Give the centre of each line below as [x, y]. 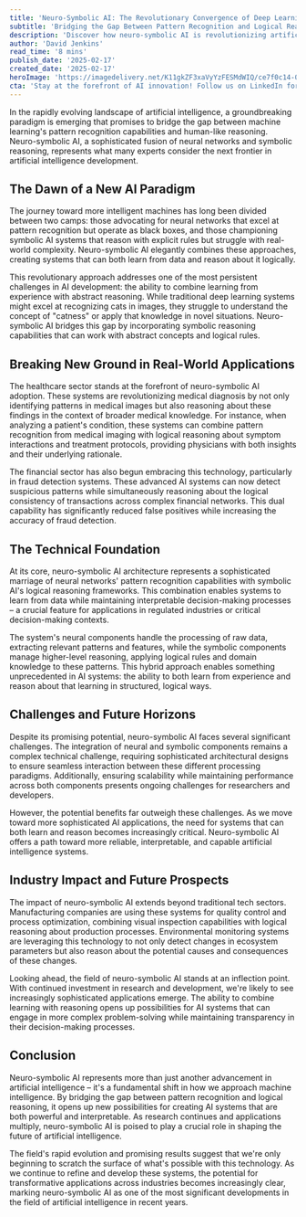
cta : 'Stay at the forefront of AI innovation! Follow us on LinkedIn [146, 86]
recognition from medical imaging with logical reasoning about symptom [145, 435]
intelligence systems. [49, 852]
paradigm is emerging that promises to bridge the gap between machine [145, 122]
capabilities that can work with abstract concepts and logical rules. [135, 335]
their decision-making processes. [72, 1027]
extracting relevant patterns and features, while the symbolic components [148, 647]
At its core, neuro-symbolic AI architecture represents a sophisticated [140, 571]
